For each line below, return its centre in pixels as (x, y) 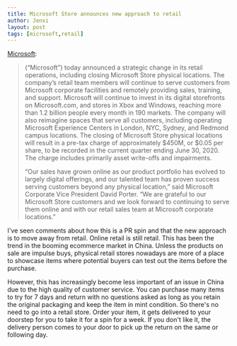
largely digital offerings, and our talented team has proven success (122, 179)
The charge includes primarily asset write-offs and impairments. (118, 158)
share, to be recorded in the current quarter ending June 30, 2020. (122, 150)
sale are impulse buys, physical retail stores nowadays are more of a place (116, 253)
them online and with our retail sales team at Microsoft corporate (119, 209)
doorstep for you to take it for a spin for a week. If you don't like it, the (109, 320)
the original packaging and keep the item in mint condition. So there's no (113, 305)
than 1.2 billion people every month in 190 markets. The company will (125, 113)
